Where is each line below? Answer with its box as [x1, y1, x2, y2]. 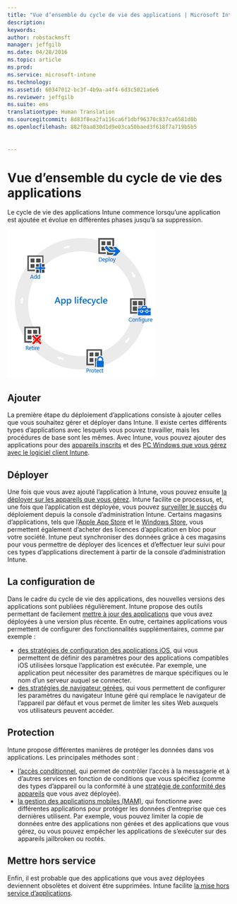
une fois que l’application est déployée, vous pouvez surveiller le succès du [7, 503, 227, 511]
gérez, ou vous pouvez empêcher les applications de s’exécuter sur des [17, 827, 227, 835]
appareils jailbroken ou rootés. [17, 834, 106, 842]
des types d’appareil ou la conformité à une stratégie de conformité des [17, 782, 226, 790]
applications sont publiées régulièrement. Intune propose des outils [7, 602, 203, 610]
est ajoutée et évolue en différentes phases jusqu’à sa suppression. [7, 216, 203, 224]
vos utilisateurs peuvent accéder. [17, 706, 114, 714]
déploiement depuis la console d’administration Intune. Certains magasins [7, 510, 222, 519]
